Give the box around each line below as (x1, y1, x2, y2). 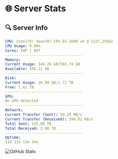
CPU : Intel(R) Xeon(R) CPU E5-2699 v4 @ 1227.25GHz (5, 39, 113, 44)
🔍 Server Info (5, 23, 48, 32)
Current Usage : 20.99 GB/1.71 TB (5, 80, 74, 85)
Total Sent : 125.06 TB (5, 121, 52, 126)
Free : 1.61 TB (5, 85, 34, 90)
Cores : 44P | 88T (5, 48, 41, 53)
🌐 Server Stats (5, 3, 66, 14)
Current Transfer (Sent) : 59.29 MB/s (5, 112, 83, 117)
